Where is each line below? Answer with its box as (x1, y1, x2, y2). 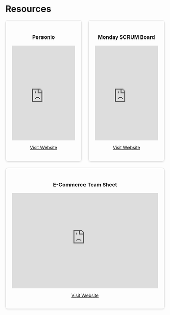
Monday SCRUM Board (98, 33, 155, 41)
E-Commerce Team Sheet (53, 181, 117, 188)
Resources (5, 3, 52, 15)
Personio (32, 33, 55, 41)
